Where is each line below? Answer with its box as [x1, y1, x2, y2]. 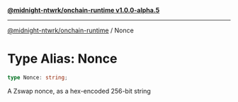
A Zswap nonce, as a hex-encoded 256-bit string [7, 87, 151, 95]
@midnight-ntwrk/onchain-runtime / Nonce [7, 26, 135, 34]
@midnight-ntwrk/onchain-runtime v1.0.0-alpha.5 [7, 6, 160, 14]
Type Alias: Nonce [7, 51, 118, 67]
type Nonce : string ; [7, 74, 69, 81]
